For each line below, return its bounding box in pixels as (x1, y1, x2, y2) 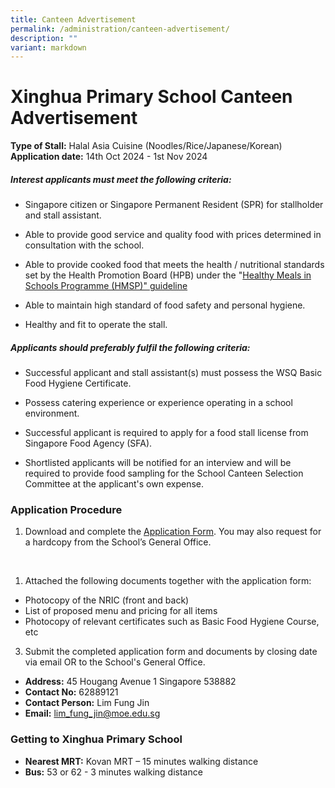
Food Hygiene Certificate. (24, 377, 132, 390)
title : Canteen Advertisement (10, 14, 137, 25)
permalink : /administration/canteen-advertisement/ (10, 24, 230, 34)
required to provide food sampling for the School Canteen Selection (24, 467, 304, 480)
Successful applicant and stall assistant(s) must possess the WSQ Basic (24, 367, 323, 379)
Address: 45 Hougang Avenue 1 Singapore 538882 (24, 676, 237, 688)
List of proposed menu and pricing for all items (24, 605, 218, 617)
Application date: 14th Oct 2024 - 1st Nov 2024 (10, 151, 208, 163)
